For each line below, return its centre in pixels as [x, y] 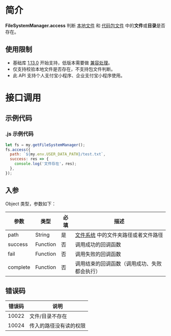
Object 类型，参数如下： [31, 204]
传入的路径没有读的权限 [57, 326]
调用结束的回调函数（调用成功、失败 [118, 264]
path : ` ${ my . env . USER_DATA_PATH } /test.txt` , [58, 154]
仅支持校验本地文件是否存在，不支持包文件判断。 [64, 69]
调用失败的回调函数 [98, 254]
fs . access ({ [18, 150]
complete [19, 267]
